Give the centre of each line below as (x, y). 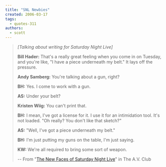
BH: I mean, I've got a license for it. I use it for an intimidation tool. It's (88, 115)
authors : (14, 28)
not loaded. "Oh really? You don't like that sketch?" (69, 121)
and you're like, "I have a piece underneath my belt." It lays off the (85, 62)
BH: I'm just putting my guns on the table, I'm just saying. (76, 140)
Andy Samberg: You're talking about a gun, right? (68, 77)
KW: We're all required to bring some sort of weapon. (72, 149)
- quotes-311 (23, 24)
